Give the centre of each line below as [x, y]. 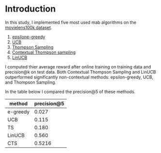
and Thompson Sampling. [31, 82]
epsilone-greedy [29, 37]
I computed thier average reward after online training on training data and [78, 67]
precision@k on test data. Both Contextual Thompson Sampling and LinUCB [80, 72]
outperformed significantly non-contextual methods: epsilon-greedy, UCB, [79, 77]
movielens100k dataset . [29, 27]
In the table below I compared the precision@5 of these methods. [70, 92]
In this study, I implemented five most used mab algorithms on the [71, 22]
